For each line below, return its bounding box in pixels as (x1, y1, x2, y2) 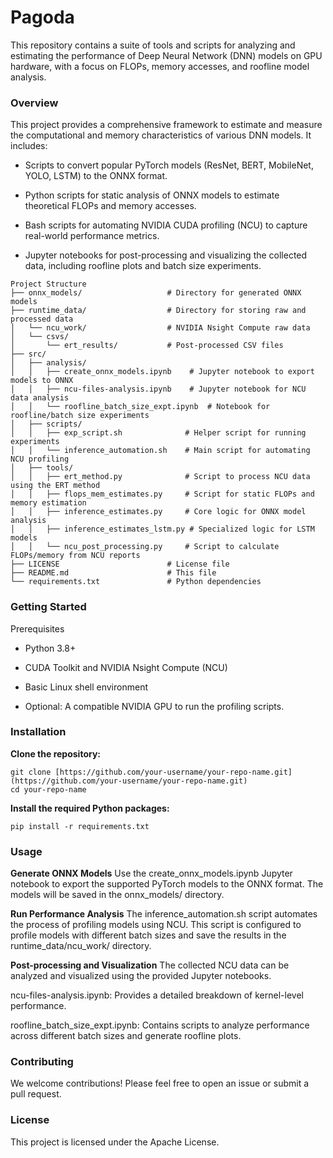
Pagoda (10, 6, 75, 29)
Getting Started (10, 600, 87, 614)
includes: (10, 140, 48, 152)
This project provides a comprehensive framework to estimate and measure (10, 119, 323, 131)
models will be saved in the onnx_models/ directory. (10, 889, 225, 901)
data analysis (10, 393, 70, 403)
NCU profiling (10, 454, 70, 465)
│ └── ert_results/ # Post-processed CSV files (10, 341, 284, 351)
